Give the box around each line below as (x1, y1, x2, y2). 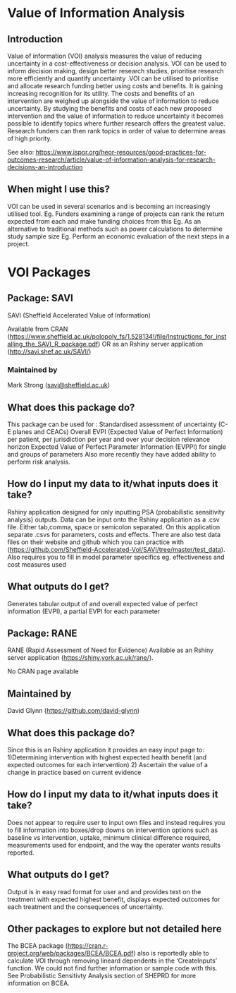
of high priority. (7, 134, 52, 143)
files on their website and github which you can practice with (7, 538, 185, 546)
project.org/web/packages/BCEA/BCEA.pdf (7, 949, 134, 958)
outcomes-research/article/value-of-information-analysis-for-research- (7, 155, 216, 164)
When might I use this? (7, 183, 111, 195)
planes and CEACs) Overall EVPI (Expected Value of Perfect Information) (13, 427, 223, 435)
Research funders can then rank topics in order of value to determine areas (7, 127, 226, 135)
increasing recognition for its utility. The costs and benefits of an (7, 90, 195, 97)
